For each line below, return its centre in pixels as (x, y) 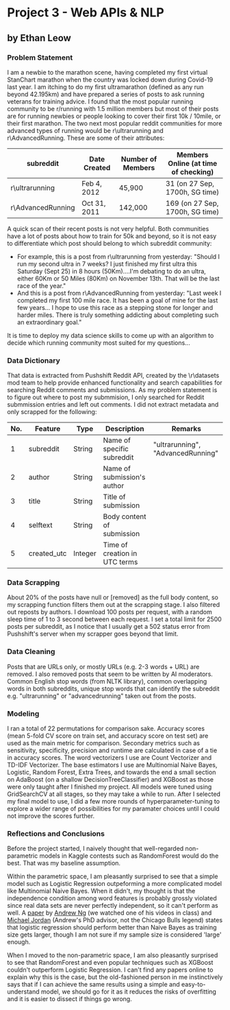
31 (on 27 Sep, (190, 183)
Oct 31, (94, 203)
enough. (19, 942)
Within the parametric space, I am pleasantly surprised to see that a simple (113, 876)
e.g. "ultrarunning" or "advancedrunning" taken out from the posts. (102, 696)
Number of (139, 159)
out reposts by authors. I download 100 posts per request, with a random (110, 612)
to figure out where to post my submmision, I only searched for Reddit (106, 397)
